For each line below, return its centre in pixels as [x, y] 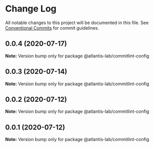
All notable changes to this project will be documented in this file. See [77, 23]
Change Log [31, 9]
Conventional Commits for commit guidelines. [52, 28]
